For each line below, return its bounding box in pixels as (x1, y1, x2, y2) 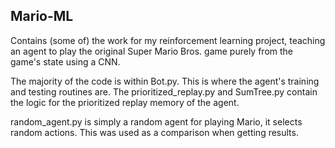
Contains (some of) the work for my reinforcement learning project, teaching (10, 34, 326, 46)
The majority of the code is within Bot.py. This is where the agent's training (10, 75, 320, 87)
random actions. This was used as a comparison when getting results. (10, 126, 299, 138)
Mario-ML (10, 8, 74, 25)
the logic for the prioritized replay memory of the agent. (10, 96, 240, 108)
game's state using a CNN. (10, 55, 121, 68)
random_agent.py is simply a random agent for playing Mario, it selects (10, 115, 303, 128)
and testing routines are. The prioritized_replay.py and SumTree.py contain (10, 85, 318, 98)
